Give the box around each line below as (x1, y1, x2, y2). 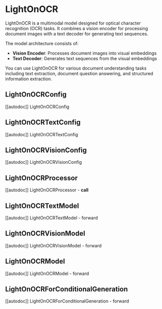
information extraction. (5, 76, 53, 82)
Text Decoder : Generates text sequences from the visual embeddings (12, 55, 157, 61)
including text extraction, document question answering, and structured (5, 70, 153, 76)
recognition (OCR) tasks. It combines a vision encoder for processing (5, 25, 148, 31)
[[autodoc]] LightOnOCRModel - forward (5, 270, 89, 276)
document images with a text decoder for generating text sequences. (5, 31, 148, 37)
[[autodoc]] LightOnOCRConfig (5, 104, 69, 110)
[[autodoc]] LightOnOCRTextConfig (5, 131, 79, 137)
